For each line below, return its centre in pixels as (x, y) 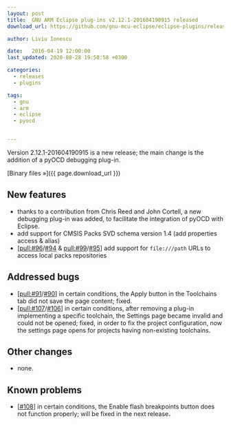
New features (37, 195)
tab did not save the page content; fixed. (75, 301)
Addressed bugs (43, 277)
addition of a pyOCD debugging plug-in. (64, 160)
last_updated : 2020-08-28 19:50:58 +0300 (67, 58)
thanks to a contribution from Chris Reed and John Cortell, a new (109, 211)
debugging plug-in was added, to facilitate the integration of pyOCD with (120, 218)
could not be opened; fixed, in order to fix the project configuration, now (119, 323)
